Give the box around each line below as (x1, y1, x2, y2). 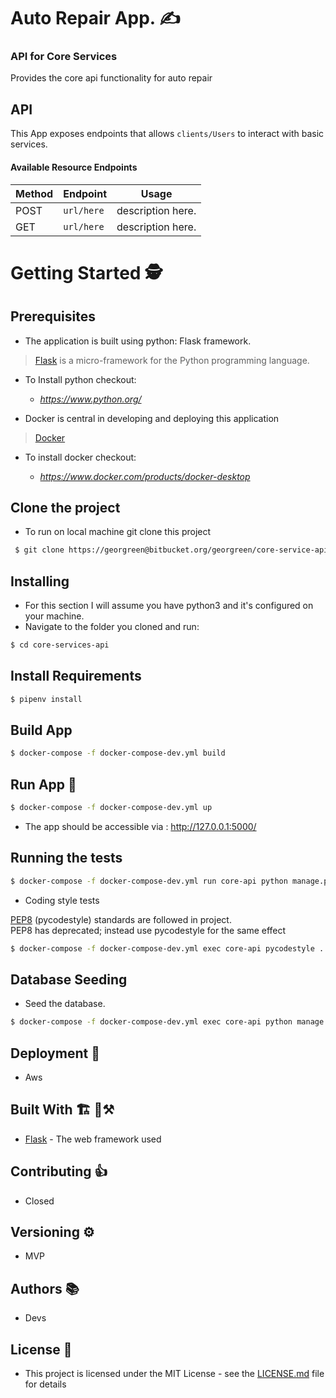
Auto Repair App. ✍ (10, 7, 181, 30)
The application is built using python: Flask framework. (24, 335, 252, 347)
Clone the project (10, 499, 121, 516)
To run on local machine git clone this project (24, 526, 212, 538)
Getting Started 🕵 (10, 261, 163, 284)
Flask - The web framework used (24, 1133, 162, 1145)
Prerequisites (10, 308, 96, 325)
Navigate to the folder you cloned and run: (24, 621, 200, 632)
